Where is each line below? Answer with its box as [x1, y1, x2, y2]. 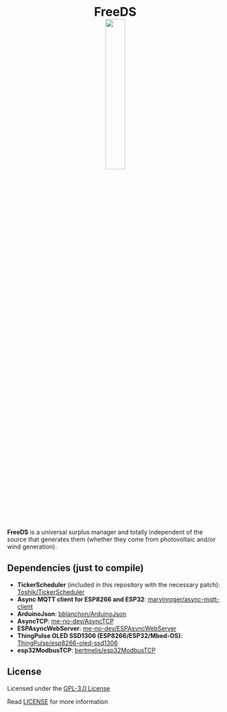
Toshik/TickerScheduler [16, 587, 85, 596]
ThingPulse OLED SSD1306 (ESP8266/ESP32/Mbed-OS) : [16, 631, 183, 639]
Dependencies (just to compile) [7, 563, 144, 574]
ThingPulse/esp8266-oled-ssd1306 [16, 639, 118, 647]
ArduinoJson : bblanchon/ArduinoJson [16, 609, 127, 617]
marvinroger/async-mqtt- [147, 595, 220, 603]
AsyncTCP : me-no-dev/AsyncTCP [16, 617, 115, 625]
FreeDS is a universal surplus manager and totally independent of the [7, 528, 204, 536]
